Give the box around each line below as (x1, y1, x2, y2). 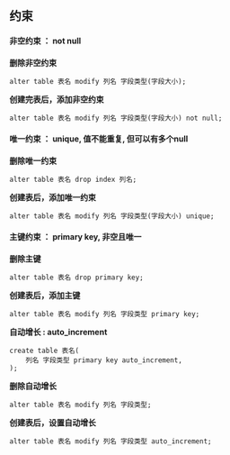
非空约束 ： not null (9, 35, 82, 46)
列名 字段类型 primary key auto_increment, (25, 356, 182, 365)
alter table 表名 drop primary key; (9, 273, 144, 282)
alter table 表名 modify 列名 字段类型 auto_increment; (9, 437, 212, 446)
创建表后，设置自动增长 (9, 417, 96, 428)
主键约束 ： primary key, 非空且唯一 (9, 232, 142, 242)
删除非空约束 (9, 57, 57, 68)
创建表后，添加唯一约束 (9, 192, 96, 203)
